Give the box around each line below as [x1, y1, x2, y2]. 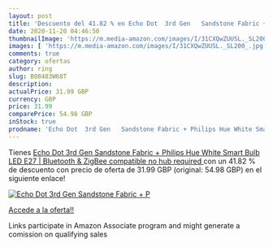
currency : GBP [8, 95, 57, 103]
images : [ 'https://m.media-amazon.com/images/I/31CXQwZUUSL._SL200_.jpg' [8, 42, 267, 50]
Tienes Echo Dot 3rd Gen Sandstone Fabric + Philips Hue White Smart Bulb [8, 147, 260, 157]
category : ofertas [8, 58, 71, 66]
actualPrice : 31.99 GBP [8, 87, 89, 96]
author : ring [8, 65, 53, 73]
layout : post [8, 11, 53, 20]
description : [8, 80, 53, 88]
